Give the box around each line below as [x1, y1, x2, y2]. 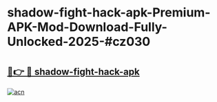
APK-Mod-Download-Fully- [7, 19, 167, 35]
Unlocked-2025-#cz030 [7, 34, 151, 49]
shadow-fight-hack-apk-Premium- [7, 5, 211, 21]
